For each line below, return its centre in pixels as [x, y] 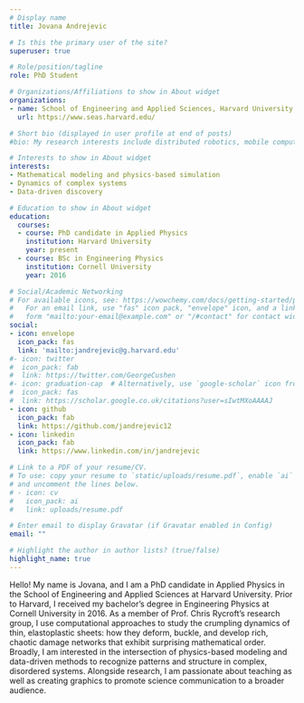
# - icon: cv [34, 492]
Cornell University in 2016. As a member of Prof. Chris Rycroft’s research [145, 613]
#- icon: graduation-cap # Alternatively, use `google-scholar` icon [145, 384]
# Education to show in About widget [81, 208]
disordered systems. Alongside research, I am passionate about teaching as [151, 670]
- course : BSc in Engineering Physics [91, 258]
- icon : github [38, 409]
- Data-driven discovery [56, 192]
